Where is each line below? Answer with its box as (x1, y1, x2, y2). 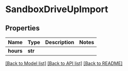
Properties (5, 24, 40, 32)
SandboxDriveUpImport (5, 4, 109, 15)
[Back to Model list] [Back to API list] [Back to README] (5, 60, 123, 66)
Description (45, 39, 74, 46)
